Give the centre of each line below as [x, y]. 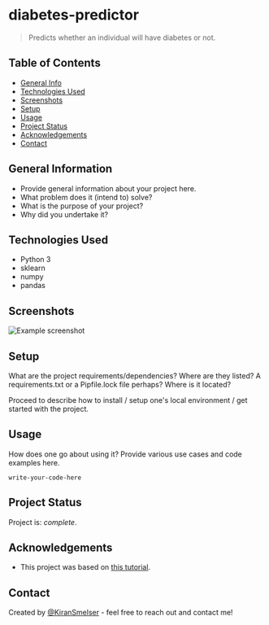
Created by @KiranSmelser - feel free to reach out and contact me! [121, 613]
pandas [33, 286]
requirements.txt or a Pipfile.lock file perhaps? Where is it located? [120, 385]
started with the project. [49, 409]
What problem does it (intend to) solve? [86, 197]
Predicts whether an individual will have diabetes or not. [122, 37]
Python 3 [35, 260]
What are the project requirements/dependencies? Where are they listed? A [135, 376]
